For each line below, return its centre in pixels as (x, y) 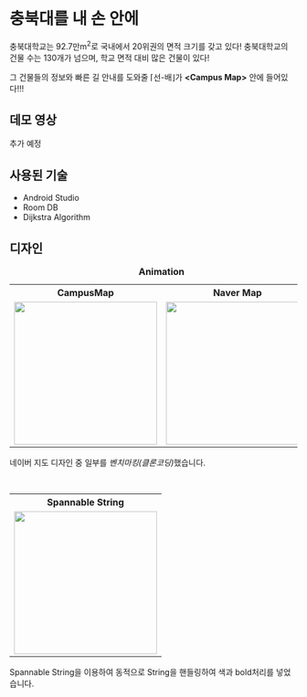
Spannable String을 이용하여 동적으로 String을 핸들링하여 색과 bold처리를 (142, 672)
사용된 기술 (39, 175)
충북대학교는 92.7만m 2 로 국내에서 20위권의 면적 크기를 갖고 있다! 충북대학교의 (149, 45)
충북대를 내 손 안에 (74, 19)
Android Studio (51, 198)
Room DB (40, 207)
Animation (162, 272)
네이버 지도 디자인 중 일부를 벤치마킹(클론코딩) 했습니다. (108, 463)
